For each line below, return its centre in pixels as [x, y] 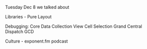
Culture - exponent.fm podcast [37, 41]
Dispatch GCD [19, 31]
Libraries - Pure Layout [28, 17]
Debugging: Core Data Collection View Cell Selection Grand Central [73, 26]
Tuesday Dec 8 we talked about [37, 7]
